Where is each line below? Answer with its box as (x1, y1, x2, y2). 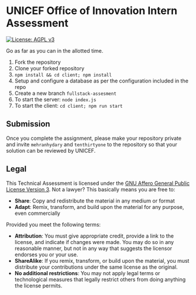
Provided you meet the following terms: (6, 221, 101, 228)
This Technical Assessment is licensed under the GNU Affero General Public (6, 180, 190, 187)
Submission (6, 119, 51, 129)
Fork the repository (14, 59, 61, 66)
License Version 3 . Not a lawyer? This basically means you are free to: (6, 186, 176, 193)
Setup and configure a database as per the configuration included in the (14, 77, 189, 84)
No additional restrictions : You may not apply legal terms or (14, 269, 160, 276)
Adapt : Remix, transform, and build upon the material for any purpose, (14, 203, 184, 210)
